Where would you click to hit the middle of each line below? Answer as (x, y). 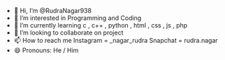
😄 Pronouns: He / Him (46, 50)
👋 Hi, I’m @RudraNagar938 (53, 11)
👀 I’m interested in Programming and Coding (78, 18)
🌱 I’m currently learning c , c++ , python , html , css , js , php (101, 25)
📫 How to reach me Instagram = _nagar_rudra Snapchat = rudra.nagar (116, 40)
